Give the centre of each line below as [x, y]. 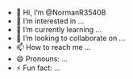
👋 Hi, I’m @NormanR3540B [61, 12]
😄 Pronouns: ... [42, 59]
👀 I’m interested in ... [50, 21]
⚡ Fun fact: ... [38, 68]
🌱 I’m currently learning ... [59, 29]
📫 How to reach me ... [53, 47]
